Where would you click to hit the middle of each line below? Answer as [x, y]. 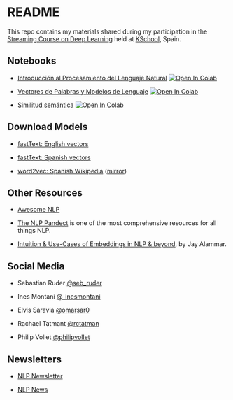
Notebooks [32, 61]
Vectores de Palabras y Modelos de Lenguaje [83, 91]
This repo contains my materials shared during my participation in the [107, 31]
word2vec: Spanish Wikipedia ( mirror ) [72, 171]
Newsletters [34, 359]
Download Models [48, 127]
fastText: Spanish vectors [54, 157]
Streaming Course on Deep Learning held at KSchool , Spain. [94, 38]
